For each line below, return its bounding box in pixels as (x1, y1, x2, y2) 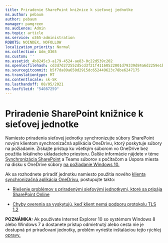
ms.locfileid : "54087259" (5, 86, 59, 91)
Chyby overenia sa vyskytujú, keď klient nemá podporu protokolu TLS (12, 201, 156, 207)
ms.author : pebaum (5, 12, 43, 17)
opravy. (5, 232, 21, 238)
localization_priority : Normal (5, 44, 70, 49)
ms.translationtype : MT (5, 72, 55, 77)
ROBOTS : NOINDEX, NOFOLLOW (5, 40, 61, 45)
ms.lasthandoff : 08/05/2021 (5, 81, 64, 86)
